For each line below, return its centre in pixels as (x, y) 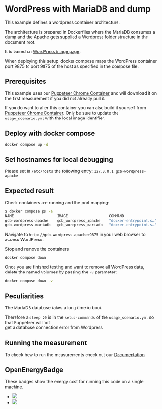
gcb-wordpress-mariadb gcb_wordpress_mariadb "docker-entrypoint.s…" (81, 225)
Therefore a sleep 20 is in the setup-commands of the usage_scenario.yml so (80, 317)
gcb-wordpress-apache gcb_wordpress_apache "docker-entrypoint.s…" (81, 220)
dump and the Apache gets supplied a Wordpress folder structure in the (77, 37)
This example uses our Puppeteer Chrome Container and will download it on (81, 93)
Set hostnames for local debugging (59, 160)
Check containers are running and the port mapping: (57, 203)
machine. (14, 387)
